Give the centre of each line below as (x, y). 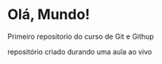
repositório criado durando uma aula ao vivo (80, 51)
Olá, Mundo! (49, 15)
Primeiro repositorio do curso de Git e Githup (81, 36)
